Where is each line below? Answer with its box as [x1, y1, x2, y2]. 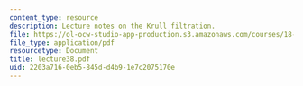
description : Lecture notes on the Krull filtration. [9, 21, 216, 30]
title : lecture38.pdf [9, 55, 91, 64]
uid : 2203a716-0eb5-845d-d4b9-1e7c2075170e [9, 64, 176, 73]
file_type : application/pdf [9, 38, 115, 47]
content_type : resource [9, 13, 99, 22]
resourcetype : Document [9, 47, 99, 56]
